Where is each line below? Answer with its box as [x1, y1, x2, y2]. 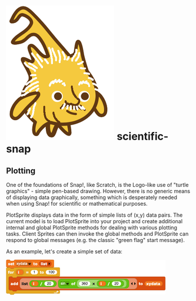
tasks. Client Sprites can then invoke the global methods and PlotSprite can [6, 230, 189, 237]
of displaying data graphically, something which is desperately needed [6, 194, 178, 201]
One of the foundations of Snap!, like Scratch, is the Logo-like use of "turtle [6, 181, 189, 188]
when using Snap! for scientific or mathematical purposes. [6, 200, 148, 207]
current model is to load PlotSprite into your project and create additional [6, 218, 183, 224]
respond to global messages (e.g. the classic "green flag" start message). [6, 237, 185, 243]
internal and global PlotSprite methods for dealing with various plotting [6, 224, 178, 231]
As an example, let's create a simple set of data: [6, 248, 122, 255]
